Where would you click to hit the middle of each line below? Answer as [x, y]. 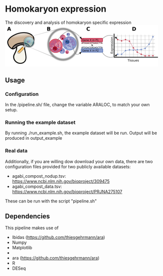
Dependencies [27, 216]
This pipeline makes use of [32, 228]
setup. [11, 110]
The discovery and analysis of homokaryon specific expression [68, 22]
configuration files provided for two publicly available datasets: [68, 166]
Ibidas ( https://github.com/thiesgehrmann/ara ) [58, 238]
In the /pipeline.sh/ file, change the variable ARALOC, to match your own [77, 104]
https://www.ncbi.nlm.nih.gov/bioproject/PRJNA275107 [67, 191]
